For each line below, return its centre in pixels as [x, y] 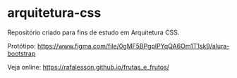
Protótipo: [22, 46]
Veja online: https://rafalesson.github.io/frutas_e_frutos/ [88, 67]
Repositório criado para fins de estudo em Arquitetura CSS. [93, 32]
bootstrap [22, 53]
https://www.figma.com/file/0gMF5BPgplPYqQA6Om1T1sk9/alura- [134, 46]
